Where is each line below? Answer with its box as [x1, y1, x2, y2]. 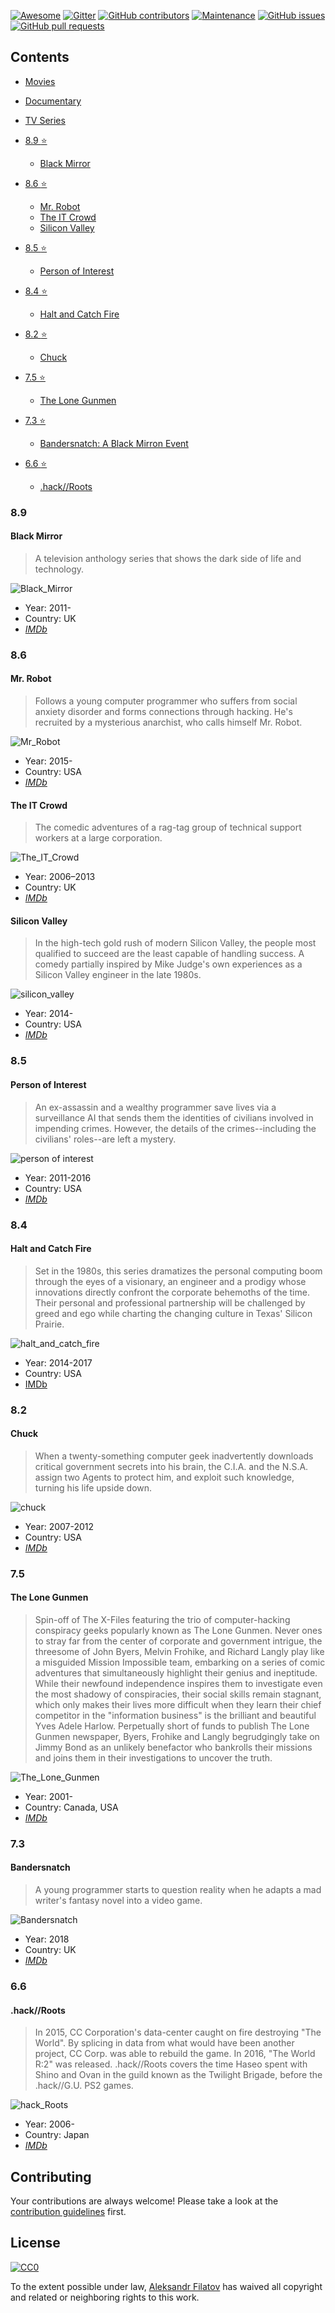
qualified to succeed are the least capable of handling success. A [34, 948, 305, 960]
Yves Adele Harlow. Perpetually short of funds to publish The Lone [34, 1720, 310, 1732]
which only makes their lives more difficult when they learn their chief [34, 1698, 322, 1710]
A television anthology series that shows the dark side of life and [34, 552, 302, 564]
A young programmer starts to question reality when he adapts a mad [34, 1884, 322, 1896]
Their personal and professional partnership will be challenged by [34, 1296, 306, 1309]
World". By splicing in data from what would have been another [34, 2037, 295, 2049]
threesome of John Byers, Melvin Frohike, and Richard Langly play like [34, 1645, 325, 1657]
